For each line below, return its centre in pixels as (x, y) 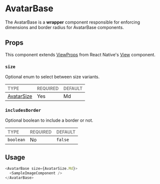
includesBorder (23, 110)
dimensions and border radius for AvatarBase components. (65, 27)
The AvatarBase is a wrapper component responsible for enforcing (73, 22)
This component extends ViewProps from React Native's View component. (80, 54)
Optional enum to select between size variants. (52, 77)
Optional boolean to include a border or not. (49, 120)
